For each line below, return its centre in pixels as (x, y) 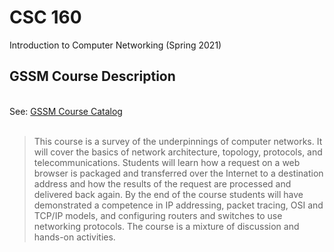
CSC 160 (45, 17)
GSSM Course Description (92, 76)
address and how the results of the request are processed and (162, 183)
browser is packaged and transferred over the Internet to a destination (178, 173)
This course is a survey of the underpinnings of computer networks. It (178, 141)
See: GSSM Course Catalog (66, 111)
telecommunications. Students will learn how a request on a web (167, 162)
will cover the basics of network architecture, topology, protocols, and (178, 152)
